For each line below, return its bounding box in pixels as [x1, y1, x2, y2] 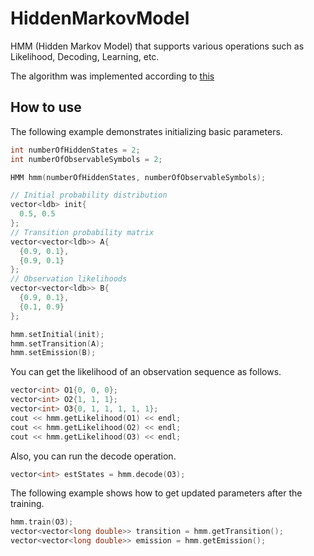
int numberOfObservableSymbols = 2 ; [10, 154, 163, 164]
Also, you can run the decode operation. [10, 450, 177, 462]
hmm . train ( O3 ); [10, 517, 74, 527]
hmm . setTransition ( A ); [10, 338, 105, 349]
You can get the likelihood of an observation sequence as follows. [10, 366, 282, 378]
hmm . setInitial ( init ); [10, 329, 105, 339]
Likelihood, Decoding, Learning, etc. [10, 50, 160, 62]
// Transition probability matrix [10, 227, 155, 237]
